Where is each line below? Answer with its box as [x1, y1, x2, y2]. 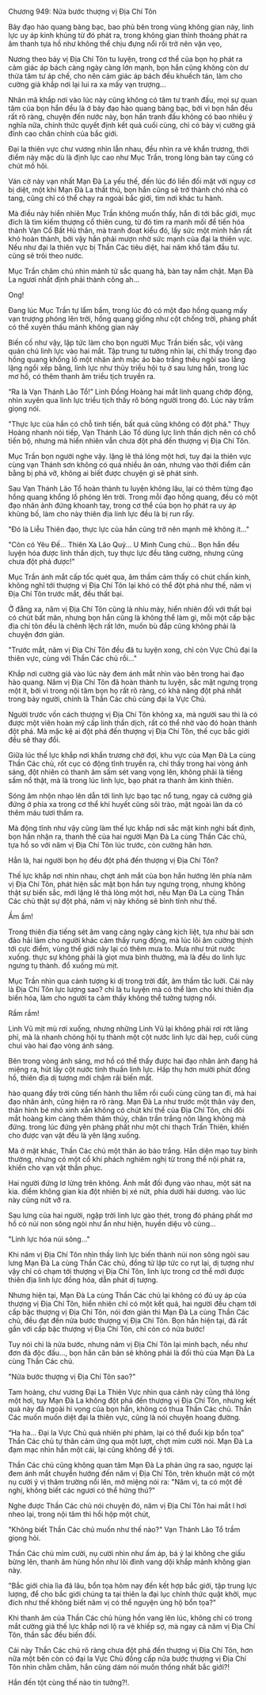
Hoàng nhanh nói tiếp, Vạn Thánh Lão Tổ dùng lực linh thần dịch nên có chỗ [8, 428, 256, 437]
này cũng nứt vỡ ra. [8, 1195, 72, 1204]
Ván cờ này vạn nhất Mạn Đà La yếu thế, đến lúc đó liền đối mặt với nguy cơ [8, 176, 256, 186]
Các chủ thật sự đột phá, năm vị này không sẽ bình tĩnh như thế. [8, 897, 218, 905]
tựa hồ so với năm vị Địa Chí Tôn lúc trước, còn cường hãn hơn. [8, 840, 214, 849]
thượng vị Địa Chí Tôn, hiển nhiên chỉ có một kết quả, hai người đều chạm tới [8, 1299, 257, 1308]
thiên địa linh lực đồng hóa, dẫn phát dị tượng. [8, 1275, 158, 1284]
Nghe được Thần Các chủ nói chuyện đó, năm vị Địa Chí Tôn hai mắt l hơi [8, 1501, 247, 1510]
